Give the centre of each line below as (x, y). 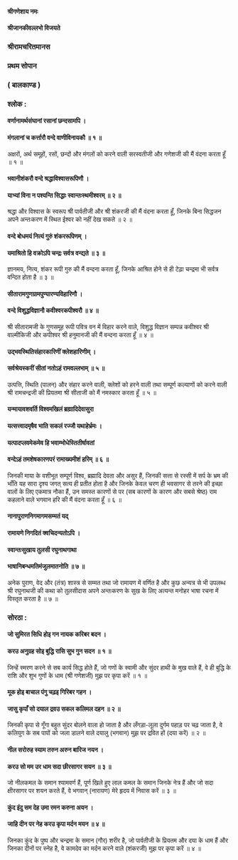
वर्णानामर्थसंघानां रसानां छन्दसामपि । (47, 121)
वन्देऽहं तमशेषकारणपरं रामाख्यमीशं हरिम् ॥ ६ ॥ (58, 459)
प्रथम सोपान (22, 66)
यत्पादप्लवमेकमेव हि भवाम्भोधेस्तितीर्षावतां (51, 443)
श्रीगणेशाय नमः (23, 11)
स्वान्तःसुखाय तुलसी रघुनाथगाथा (42, 549)
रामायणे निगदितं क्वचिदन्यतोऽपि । (44, 533)
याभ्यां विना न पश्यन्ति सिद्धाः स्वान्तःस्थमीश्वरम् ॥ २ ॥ (64, 195)
